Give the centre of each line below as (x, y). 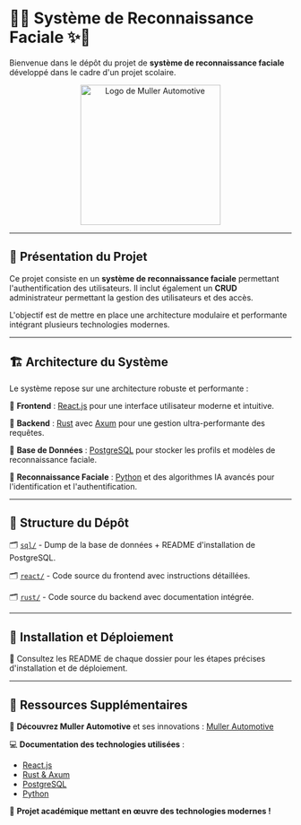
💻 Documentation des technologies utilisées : (97, 744)
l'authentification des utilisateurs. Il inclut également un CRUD (123, 288)
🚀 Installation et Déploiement (91, 637)
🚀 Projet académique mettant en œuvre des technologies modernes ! (140, 811)
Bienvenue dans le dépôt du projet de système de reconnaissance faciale (147, 63)
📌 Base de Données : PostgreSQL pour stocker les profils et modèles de (142, 450)
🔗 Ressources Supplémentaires (99, 704)
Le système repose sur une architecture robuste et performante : (129, 388)
